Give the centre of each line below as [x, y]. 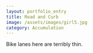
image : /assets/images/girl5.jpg [47, 22]
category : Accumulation [35, 28]
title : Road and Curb [32, 17]
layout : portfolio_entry [36, 11]
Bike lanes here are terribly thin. [44, 44]
